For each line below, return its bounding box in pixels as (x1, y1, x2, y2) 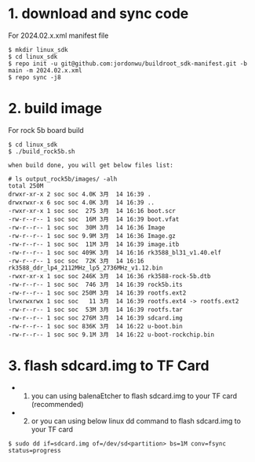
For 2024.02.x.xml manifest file (8, 31, 109, 40)
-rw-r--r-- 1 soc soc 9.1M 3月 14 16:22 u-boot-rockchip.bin (8, 331, 214, 339)
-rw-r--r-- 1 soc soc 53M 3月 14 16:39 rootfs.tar (8, 306, 183, 313)
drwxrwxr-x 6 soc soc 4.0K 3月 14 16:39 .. (8, 198, 155, 207)
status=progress (8, 446, 61, 454)
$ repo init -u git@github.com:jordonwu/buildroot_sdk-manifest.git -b (8, 60, 247, 68)
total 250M (8, 181, 44, 189)
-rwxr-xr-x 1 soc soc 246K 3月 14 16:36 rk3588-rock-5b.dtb (8, 272, 211, 280)
